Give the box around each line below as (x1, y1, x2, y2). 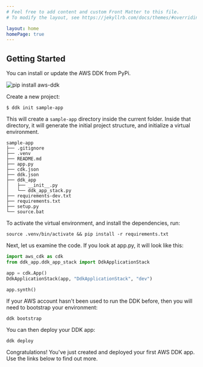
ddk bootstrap (6, 316, 42, 322)
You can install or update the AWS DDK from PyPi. (6, 70, 131, 77)
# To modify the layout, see (6, 15, 80, 21)
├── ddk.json (6, 172, 39, 178)
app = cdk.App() (6, 270, 47, 276)
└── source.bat (6, 209, 45, 215)
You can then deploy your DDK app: (6, 326, 95, 334)
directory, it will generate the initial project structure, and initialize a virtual (6, 122, 190, 129)
